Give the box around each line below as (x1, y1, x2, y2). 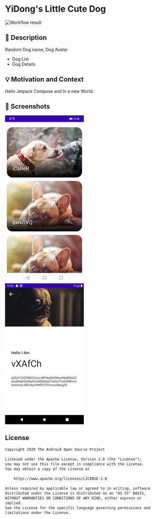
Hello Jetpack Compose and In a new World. (5, 88, 94, 94)
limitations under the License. (5, 510, 70, 516)
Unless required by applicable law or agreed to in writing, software (5, 486, 151, 491)
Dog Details (12, 61, 35, 67)
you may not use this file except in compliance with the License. (5, 462, 144, 467)
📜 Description (5, 34, 47, 42)
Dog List (12, 56, 29, 62)
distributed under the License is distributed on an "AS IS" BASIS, (5, 491, 146, 496)
